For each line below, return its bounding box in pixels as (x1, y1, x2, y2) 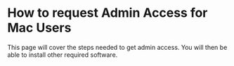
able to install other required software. (7, 51, 118, 59)
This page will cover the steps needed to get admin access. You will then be (7, 43, 228, 51)
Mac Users (7, 20, 72, 36)
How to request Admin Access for (7, 5, 208, 21)
